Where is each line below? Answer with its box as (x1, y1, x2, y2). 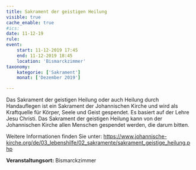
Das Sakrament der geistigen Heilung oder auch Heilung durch (6, 96, 159, 104)
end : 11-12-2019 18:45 (17, 53, 73, 59)
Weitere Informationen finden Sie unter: (6, 133, 102, 140)
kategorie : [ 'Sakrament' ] (17, 69, 81, 75)
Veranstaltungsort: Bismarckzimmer (6, 157, 97, 164)
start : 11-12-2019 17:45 (17, 47, 78, 53)
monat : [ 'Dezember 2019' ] (17, 75, 81, 81)
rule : (6, 36, 20, 42)
